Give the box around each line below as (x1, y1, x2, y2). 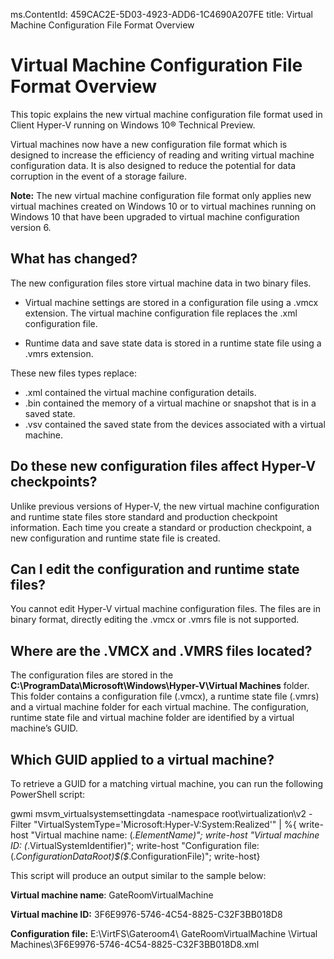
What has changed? (10, 250, 138, 268)
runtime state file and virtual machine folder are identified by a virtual (10, 712, 295, 724)
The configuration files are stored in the (10, 669, 174, 681)
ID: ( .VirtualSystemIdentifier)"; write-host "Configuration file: (10, 840, 260, 851)
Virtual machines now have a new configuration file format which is (10, 138, 288, 150)
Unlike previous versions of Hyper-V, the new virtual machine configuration (10, 500, 320, 512)
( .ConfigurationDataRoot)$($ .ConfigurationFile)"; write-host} (10, 850, 261, 862)
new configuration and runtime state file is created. (10, 532, 221, 544)
